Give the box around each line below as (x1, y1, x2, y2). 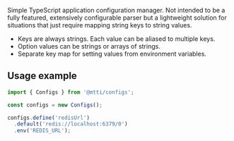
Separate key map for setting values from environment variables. (17, 49, 207, 58)
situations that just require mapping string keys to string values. (7, 21, 192, 29)
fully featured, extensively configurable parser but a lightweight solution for (7, 13, 228, 22)
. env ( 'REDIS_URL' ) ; (13, 127, 71, 135)
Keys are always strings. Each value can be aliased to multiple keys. (17, 35, 216, 43)
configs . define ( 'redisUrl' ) (7, 114, 90, 121)
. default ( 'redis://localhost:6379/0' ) (13, 121, 129, 128)
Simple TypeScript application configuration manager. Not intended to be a (7, 6, 226, 14)
